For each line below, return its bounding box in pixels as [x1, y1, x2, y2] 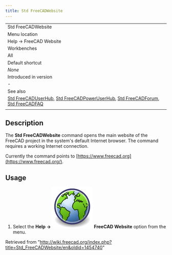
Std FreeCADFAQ [7, 101, 44, 107]
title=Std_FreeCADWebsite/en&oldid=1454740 [5, 244, 103, 251]
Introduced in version [7, 74, 53, 80]
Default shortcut [7, 60, 42, 66]
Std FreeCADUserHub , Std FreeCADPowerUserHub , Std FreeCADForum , [7, 95, 160, 101]
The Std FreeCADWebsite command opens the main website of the [5, 132, 148, 139]
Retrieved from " [5, 239, 40, 245]
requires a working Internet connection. [5, 143, 89, 149]
